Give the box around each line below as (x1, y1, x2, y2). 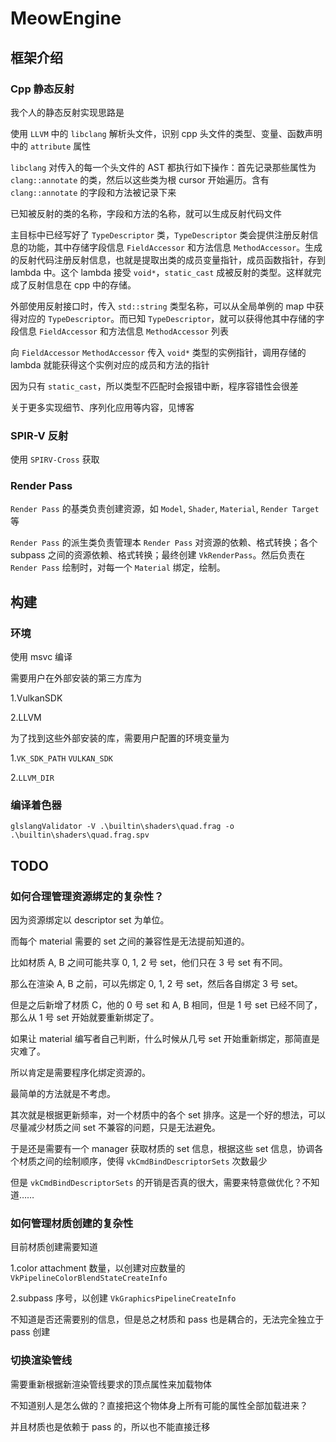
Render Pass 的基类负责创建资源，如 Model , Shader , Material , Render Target (10, 503, 320, 515)
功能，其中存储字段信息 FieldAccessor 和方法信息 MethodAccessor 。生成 (27, 241, 323, 253)
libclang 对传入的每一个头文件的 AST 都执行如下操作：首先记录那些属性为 (10, 161, 317, 173)
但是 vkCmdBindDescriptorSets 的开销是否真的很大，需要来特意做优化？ (10, 1177, 303, 1189)
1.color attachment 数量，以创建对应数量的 (10, 1262, 186, 1274)
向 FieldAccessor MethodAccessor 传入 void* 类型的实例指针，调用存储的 (10, 346, 307, 358)
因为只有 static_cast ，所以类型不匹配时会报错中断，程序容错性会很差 (10, 380, 299, 392)
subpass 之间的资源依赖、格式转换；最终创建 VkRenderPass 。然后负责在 (10, 549, 306, 561)
